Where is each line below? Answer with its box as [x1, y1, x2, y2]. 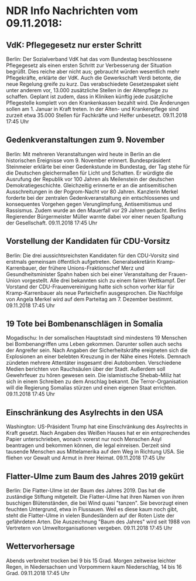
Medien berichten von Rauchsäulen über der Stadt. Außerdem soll [6, 365, 166, 372]
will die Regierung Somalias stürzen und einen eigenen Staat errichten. [6, 384, 177, 391]
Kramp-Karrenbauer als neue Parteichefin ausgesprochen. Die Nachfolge [6, 289, 183, 296]
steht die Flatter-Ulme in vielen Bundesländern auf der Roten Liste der [6, 512, 174, 519]
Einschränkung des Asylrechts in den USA [6, 407, 164, 418]
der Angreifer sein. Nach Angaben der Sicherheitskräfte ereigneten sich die [6, 347, 188, 354]
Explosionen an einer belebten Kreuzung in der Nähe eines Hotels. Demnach [6, 353, 191, 360]
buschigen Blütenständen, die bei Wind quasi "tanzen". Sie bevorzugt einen [6, 499, 188, 506]
